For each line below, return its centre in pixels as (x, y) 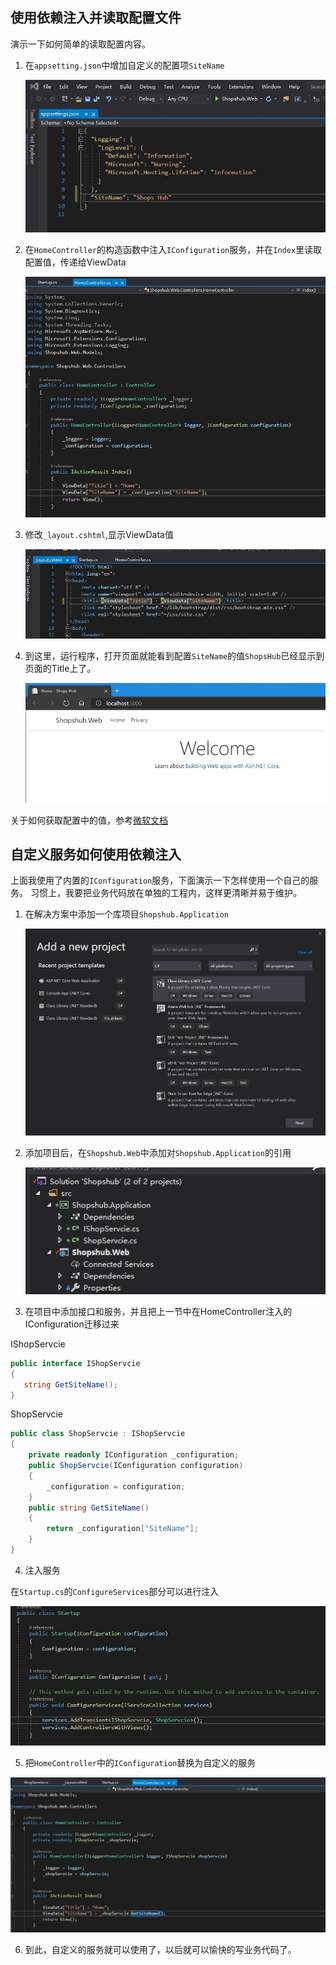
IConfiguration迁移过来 (72, 1324)
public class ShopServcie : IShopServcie (98, 1434)
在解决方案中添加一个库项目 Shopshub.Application (126, 914)
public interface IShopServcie (75, 1363)
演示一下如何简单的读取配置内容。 (80, 44)
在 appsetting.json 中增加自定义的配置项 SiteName (124, 65)
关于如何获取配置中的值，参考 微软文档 (89, 820)
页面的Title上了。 (60, 668)
